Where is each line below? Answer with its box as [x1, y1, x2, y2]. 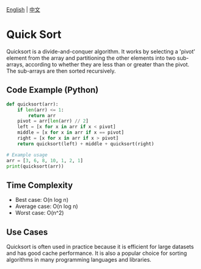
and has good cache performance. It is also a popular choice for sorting [6, 249, 188, 257]
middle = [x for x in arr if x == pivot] [17, 129, 124, 136]
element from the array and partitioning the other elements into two [6, 54, 176, 62]
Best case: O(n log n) [15, 196, 69, 204]
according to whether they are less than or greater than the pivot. [25, 60, 189, 68]
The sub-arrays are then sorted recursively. [6, 67, 116, 74]
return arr [28, 112, 56, 118]
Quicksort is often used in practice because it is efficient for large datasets [6, 243, 194, 250]
